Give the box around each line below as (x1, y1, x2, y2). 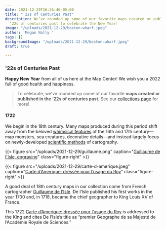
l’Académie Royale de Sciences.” (5, 219, 72, 225)
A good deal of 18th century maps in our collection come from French (5, 184, 147, 190)
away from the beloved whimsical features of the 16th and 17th (5, 129, 132, 135)
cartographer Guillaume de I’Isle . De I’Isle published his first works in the (5, 189, 153, 195)
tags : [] (5, 35, 23, 40)
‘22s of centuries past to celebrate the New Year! (9, 21, 119, 26)
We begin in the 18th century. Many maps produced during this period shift (5, 123, 158, 129)
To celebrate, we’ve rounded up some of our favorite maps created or (17, 90, 160, 96)
